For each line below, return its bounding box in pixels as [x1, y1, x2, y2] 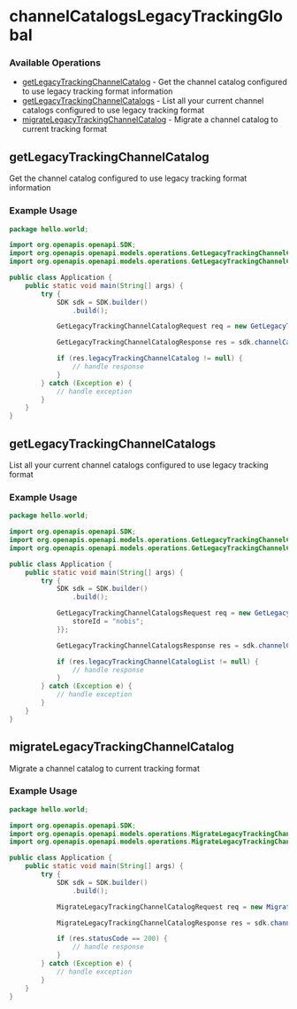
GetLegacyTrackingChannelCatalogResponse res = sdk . [56, 338, 255, 347]
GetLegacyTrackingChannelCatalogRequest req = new [56, 322, 247, 331]
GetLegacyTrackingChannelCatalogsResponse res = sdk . [56, 640, 259, 650]
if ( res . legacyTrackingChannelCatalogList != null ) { [56, 657, 259, 666]
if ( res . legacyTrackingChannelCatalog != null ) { [56, 354, 243, 363]
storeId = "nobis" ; [72, 617, 144, 626]
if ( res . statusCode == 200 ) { [56, 935, 168, 943]
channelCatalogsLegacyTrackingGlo [9, 6, 283, 27]
